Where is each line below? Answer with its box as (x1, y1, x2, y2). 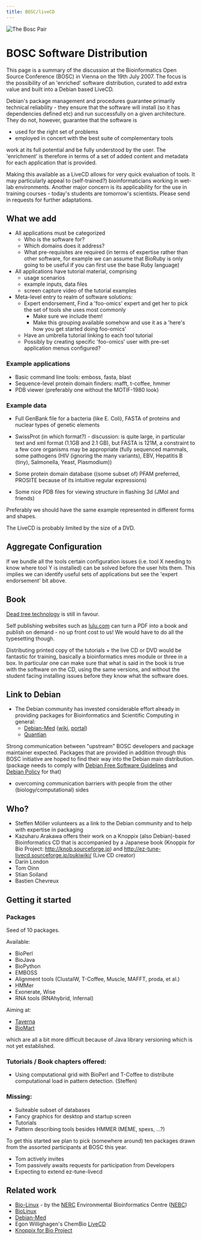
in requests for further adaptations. (6, 196, 93, 203)
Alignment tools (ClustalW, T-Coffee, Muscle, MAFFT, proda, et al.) (14, 975, 180, 982)
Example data (6, 401, 47, 409)
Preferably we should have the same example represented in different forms (6, 506, 194, 513)
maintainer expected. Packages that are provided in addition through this (6, 749, 187, 756)
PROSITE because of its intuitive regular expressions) (14, 476, 147, 483)
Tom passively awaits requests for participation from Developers (14, 1161, 175, 1168)
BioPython (14, 963, 41, 970)
